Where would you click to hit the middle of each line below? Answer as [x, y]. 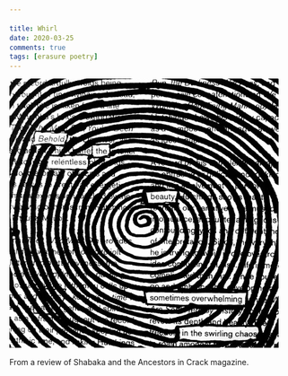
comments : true [38, 48]
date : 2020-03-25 [42, 38]
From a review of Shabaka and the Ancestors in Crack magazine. [129, 363]
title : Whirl [34, 28]
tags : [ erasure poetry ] [54, 57]
